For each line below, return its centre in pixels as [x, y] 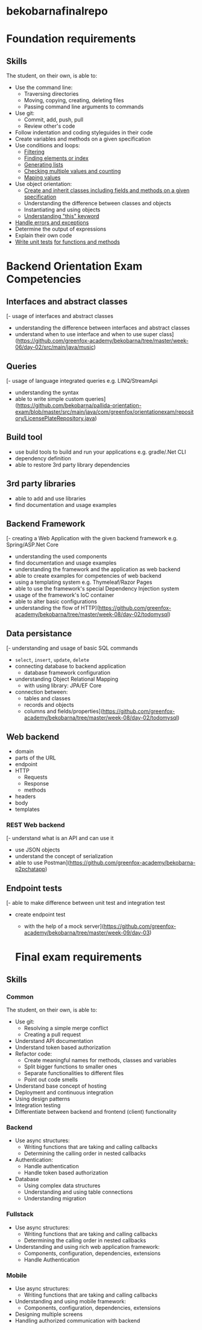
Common [20, 996]
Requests [36, 777]
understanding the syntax [47, 392]
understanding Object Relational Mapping [67, 679]
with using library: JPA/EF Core [63, 686]
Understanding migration [55, 1199]
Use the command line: [44, 88]
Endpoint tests [34, 888]
